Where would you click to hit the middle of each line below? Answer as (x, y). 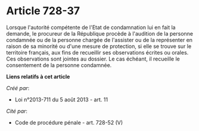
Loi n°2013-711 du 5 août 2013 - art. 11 (61, 100)
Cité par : (17, 111)
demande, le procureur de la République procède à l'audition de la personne (100, 33)
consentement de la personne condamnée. (59, 65)
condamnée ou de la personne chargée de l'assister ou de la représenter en (99, 40)
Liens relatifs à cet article (38, 76)
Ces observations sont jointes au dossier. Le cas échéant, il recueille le (93, 59)
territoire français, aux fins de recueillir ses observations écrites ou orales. (97, 52)
